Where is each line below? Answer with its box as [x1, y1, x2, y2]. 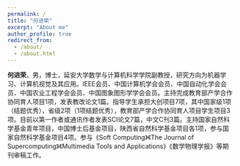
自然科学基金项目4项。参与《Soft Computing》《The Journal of [13, 133, 194, 141]
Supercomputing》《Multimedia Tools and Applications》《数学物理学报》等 [7, 142, 223, 150]
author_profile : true [7, 30, 72, 38]
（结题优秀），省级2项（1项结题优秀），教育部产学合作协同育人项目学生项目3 [7, 106, 231, 115]
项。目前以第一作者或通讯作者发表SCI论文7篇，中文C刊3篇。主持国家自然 [7, 115, 224, 123]
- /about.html [14, 51, 56, 58]
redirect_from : [7, 37, 53, 44]
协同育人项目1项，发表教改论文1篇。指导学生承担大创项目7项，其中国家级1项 [7, 97, 232, 105]
